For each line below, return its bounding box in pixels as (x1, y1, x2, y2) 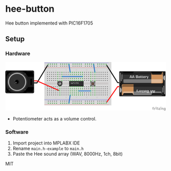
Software (5, 128, 29, 135)
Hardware (5, 50, 31, 57)
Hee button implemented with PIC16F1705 (5, 20, 93, 26)
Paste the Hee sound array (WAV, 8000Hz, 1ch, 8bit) (12, 151, 123, 157)
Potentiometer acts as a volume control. (12, 115, 97, 121)
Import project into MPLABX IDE (12, 140, 80, 146)
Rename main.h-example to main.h (12, 145, 84, 151)
